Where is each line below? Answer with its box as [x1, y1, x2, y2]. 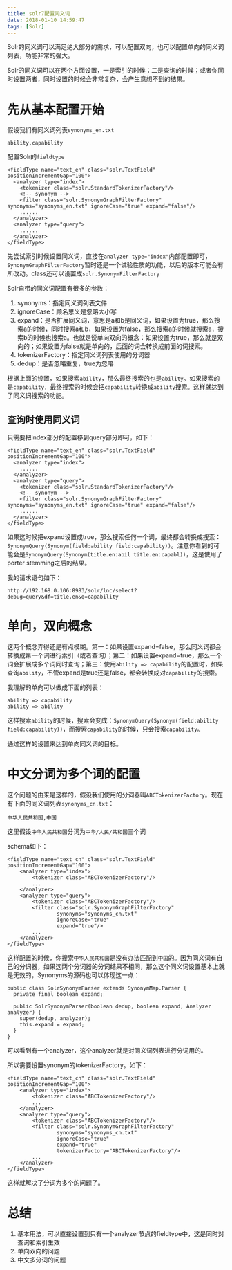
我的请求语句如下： [7, 574, 62, 582]
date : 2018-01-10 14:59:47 [7, 17, 85, 24]
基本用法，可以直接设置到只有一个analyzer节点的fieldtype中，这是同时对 [17, 1229, 224, 1237]
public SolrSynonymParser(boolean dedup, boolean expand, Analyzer [13, 1003, 212, 1010]
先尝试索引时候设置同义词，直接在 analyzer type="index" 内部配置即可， [7, 252, 212, 260]
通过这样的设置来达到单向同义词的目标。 [7, 740, 122, 748]
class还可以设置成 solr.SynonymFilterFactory [30, 269, 160, 278]
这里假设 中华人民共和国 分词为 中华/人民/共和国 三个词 [7, 828, 146, 835]
